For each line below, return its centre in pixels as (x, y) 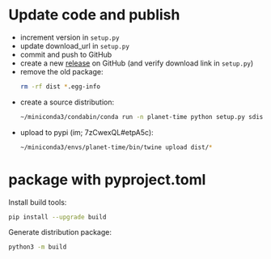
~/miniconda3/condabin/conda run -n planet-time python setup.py (132, 117)
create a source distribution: (67, 102)
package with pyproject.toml (107, 179)
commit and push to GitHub (66, 54)
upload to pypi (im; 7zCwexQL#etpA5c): (87, 132)
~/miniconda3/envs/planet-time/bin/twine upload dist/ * (116, 147)
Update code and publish (94, 15)
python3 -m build (38, 247)
